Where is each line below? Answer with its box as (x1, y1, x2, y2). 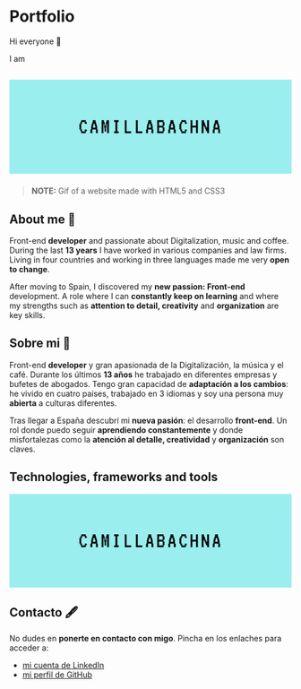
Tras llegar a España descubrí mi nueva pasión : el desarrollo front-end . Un (9, 415, 288, 426)
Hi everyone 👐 (9, 36, 62, 47)
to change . (9, 264, 50, 275)
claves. (9, 444, 36, 454)
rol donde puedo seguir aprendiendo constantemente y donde (9, 424, 244, 435)
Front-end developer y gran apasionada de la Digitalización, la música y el (9, 359, 284, 370)
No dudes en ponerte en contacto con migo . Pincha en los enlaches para (9, 633, 282, 644)
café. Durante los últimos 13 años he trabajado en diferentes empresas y (9, 369, 278, 380)
